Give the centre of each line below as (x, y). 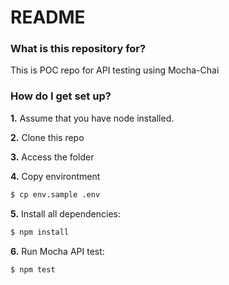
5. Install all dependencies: (65, 213)
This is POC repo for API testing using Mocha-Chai (115, 70)
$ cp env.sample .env (55, 194)
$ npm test (33, 269)
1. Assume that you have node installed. (92, 118)
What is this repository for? (78, 49)
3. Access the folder (52, 157)
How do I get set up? (61, 96)
